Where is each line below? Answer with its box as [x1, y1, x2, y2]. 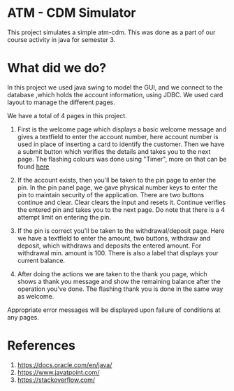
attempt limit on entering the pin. [17, 213, 112, 221]
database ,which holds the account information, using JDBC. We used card [7, 90, 224, 99]
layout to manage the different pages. [7, 98, 115, 106]
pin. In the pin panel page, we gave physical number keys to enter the [17, 183, 218, 192]
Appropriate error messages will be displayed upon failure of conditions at [7, 306, 221, 314]
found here [17, 162, 50, 171]
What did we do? [7, 60, 107, 76]
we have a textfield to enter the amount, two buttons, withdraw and [17, 234, 211, 242]
